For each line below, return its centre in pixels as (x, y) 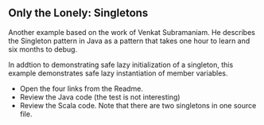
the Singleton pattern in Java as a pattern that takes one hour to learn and (129, 41)
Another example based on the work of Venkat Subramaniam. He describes (132, 32)
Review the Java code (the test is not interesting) (100, 97)
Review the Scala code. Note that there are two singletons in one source (138, 105)
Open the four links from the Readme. (81, 88)
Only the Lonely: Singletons (78, 13)
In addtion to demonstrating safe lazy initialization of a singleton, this (121, 64)
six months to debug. (43, 49)
